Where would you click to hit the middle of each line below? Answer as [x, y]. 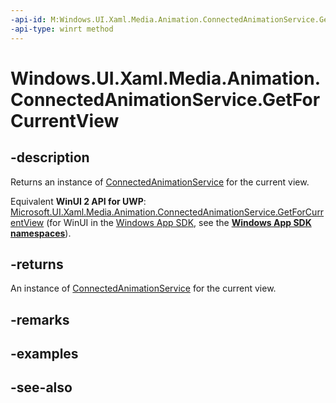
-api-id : [28, 19]
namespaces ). [41, 233]
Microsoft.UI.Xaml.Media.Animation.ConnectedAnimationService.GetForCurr [167, 212]
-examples [44, 354]
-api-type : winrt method [62, 29]
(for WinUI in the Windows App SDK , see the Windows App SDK [179, 222]
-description [50, 157]
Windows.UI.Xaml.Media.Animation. [166, 78]
